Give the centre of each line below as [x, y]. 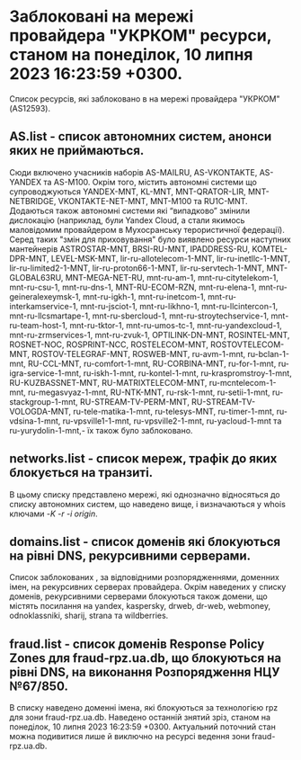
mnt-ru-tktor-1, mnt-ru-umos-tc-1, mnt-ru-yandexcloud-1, [176, 325]
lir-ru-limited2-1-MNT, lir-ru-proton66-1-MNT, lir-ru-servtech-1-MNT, [137, 268]
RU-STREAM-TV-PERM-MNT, [135, 401]
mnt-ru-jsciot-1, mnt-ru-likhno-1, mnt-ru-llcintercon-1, [179, 306]
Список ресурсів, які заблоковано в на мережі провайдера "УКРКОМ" [145, 98]
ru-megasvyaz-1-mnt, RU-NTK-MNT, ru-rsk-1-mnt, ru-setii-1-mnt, [150, 392]
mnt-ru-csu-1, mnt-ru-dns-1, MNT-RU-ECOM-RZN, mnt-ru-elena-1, [133, 287]
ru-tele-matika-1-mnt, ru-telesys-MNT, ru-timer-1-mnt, [174, 411]
